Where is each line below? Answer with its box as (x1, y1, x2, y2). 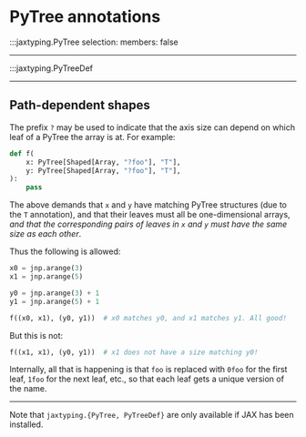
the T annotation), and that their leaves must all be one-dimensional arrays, (9, 209, 291, 220)
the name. (9, 383, 47, 394)
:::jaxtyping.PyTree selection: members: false (9, 36, 179, 47)
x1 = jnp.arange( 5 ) (9, 272, 84, 281)
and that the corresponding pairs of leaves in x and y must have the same (9, 218, 288, 229)
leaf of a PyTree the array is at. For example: (9, 131, 176, 142)
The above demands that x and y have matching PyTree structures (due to (9, 199, 287, 210)
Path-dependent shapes (9, 97, 150, 113)
